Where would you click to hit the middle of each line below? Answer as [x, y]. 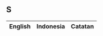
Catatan [82, 26]
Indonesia [51, 26]
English [20, 26]
